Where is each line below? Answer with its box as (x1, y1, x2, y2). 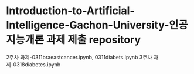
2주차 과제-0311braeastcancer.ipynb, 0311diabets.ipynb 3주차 (6, 53, 152, 60)
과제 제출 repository (46, 33, 141, 46)
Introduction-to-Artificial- (6, 4, 135, 18)
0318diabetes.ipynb (13, 60, 61, 68)
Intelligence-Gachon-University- (6, 19, 169, 32)
